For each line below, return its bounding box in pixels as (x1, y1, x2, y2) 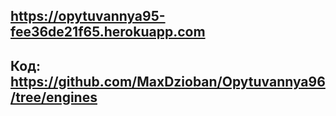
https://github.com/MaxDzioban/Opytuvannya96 (10, 73, 326, 90)
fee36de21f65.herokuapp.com (10, 24, 206, 41)
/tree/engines (10, 89, 98, 106)
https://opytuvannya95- (10, 8, 166, 25)
